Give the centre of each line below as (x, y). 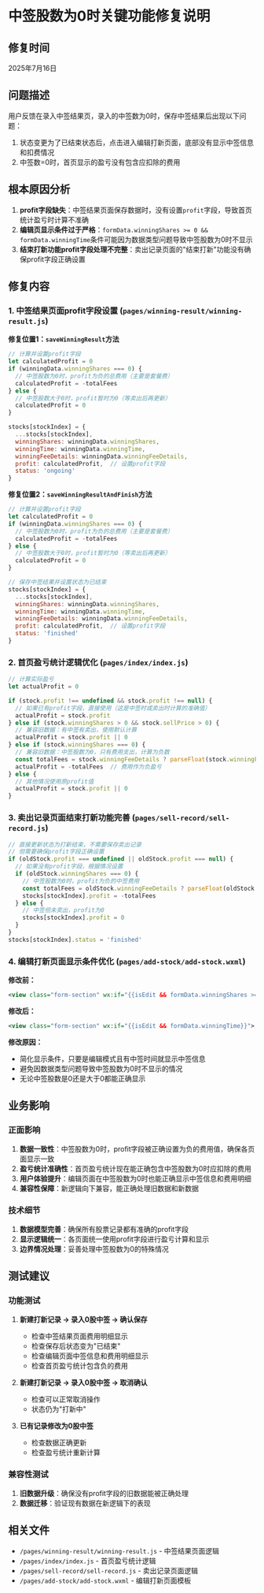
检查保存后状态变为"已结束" (76, 1345)
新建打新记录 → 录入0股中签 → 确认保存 (83, 1319)
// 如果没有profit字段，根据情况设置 (69, 867)
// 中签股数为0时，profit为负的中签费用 (81, 881)
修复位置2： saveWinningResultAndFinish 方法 (80, 494)
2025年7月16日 (33, 68)
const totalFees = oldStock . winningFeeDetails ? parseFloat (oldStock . (140, 888)
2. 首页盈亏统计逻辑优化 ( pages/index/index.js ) (98, 662)
